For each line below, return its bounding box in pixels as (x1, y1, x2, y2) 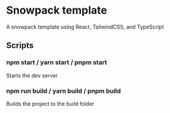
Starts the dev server (6, 72, 58, 79)
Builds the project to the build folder (6, 100, 94, 107)
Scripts (6, 40, 34, 51)
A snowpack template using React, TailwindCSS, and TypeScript (6, 23, 164, 30)
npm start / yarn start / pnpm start (6, 58, 107, 67)
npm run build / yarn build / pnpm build (6, 87, 121, 95)
